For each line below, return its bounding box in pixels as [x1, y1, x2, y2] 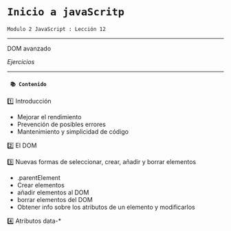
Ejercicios [7, 57, 35, 66]
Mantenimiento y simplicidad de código [16, 128, 129, 136]
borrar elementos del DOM [16, 196, 93, 204]
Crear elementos [16, 181, 65, 190]
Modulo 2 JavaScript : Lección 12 [7, 26, 107, 32]
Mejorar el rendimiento [16, 113, 82, 121]
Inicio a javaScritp [7, 6, 125, 19]
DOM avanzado [7, 44, 52, 52]
